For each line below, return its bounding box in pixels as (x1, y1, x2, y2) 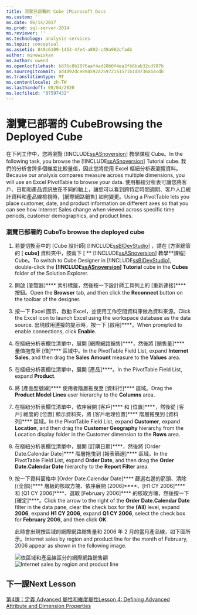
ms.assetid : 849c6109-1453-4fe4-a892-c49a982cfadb (6, 47, 133, 53)
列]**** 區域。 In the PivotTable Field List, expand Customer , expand (14, 418, 181, 425)
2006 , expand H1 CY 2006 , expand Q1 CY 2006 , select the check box (14, 510, 186, 517)
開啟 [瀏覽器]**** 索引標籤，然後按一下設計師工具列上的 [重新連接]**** (14, 282, 186, 289)
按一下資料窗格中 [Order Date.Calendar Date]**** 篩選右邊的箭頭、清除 (14, 475, 186, 482)
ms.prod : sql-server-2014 (6, 25, 69, 31)
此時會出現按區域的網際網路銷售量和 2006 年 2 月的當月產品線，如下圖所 (14, 528, 191, 535)
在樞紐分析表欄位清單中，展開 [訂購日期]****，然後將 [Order (14, 443, 161, 450)
